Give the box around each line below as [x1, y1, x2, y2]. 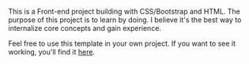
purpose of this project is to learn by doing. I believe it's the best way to [8, 15, 242, 24]
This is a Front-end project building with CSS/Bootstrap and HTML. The [8, 7, 241, 16]
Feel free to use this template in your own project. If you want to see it [8, 39, 236, 48]
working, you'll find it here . [8, 47, 96, 56]
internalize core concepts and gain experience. [8, 24, 162, 32]
